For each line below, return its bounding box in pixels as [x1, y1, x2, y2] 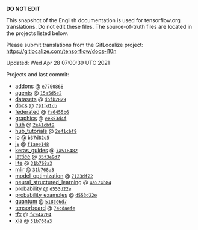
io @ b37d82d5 [14, 134, 50, 141]
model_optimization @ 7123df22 [14, 172, 93, 179]
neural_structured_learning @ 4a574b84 [14, 179, 111, 185]
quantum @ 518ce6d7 [14, 198, 67, 205]
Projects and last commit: [6, 71, 69, 78]
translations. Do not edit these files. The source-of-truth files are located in [6, 23, 193, 30]
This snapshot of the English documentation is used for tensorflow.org [6, 17, 181, 23]
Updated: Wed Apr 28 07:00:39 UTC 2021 [6, 60, 110, 66]
